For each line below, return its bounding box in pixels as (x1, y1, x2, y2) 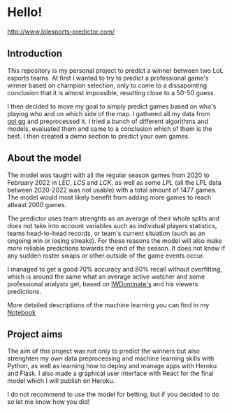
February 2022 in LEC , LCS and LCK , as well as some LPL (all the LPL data (7, 178, 222, 186)
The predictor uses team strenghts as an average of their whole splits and (7, 214, 220, 223)
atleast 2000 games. (7, 200, 67, 209)
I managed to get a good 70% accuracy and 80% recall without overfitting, (7, 265, 222, 273)
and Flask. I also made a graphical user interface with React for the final (7, 369, 215, 378)
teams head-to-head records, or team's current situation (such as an (7, 229, 205, 237)
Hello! (7, 4, 43, 20)
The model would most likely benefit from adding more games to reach (7, 193, 212, 202)
